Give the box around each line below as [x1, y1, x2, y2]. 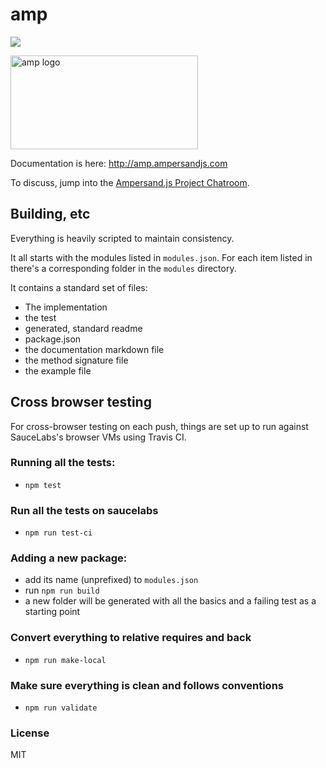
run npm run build [24, 584, 100, 597]
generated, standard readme [24, 322, 143, 334]
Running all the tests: [10, 456, 116, 470]
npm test [24, 480, 62, 490]
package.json [24, 333, 82, 345]
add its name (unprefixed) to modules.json [24, 574, 199, 586]
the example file [24, 364, 92, 377]
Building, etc [10, 206, 91, 223]
